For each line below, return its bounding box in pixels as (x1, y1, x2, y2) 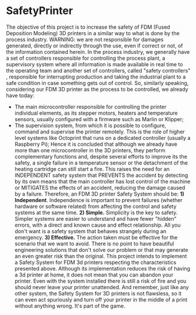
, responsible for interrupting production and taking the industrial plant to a (6, 73, 186, 80)
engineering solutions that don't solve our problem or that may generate (14, 246, 188, 253)
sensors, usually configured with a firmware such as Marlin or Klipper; (14, 115, 184, 122)
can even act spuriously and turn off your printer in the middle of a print (14, 296, 188, 303)
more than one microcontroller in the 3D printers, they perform (14, 146, 166, 153)
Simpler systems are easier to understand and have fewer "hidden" (14, 215, 177, 222)
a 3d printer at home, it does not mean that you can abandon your (14, 271, 174, 278)
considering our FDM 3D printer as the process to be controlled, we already (6, 85, 188, 93)
